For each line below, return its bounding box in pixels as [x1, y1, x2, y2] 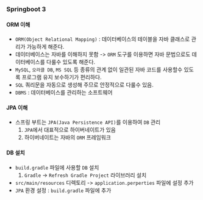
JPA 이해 [6, 104, 28, 111]
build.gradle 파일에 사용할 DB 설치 [15, 163, 99, 171]
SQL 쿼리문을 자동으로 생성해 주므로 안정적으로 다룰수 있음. [15, 81, 154, 88]
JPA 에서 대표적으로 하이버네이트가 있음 [24, 126, 116, 134]
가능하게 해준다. [26, 43, 65, 51]
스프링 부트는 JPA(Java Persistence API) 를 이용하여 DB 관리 [15, 118, 161, 126]
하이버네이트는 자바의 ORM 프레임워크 [24, 134, 112, 141]
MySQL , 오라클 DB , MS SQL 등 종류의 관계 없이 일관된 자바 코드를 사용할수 [15, 66, 183, 73]
